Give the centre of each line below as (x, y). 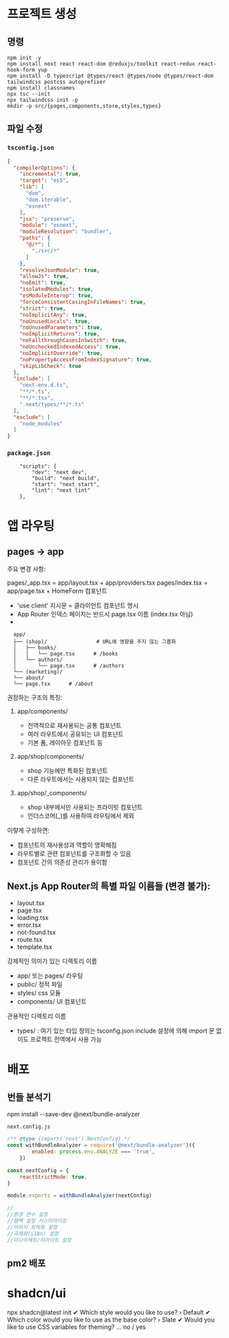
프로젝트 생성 (42, 14)
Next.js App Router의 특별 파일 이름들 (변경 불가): (109, 886)
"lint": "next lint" (61, 490)
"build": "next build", (66, 479)
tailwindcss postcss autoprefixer (57, 82)
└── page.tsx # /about (54, 684)
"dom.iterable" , (48, 199)
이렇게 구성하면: (29, 830)
